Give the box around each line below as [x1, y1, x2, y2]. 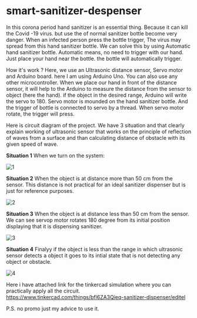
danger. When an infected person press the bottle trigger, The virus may [6, 36, 181, 43]
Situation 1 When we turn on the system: [6, 152, 105, 159]
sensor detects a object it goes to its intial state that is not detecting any [6, 252, 181, 259]
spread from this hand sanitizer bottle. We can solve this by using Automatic [6, 42, 191, 50]
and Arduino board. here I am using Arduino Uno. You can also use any [6, 73, 178, 80]
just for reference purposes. [6, 187, 74, 194]
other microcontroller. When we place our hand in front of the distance [6, 78, 177, 86]
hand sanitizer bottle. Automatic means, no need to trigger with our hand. [6, 48, 184, 55]
